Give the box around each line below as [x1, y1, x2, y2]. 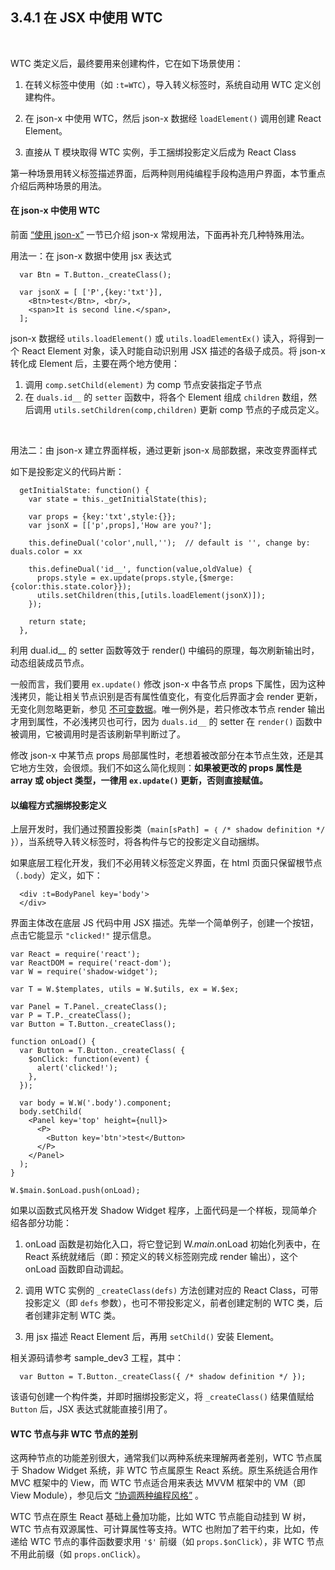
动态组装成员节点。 [10, 657, 90, 669]
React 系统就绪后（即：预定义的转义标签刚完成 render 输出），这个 [24, 1251, 298, 1263]
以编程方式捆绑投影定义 [10, 799, 107, 811]
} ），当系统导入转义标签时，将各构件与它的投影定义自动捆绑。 [10, 836, 265, 848]
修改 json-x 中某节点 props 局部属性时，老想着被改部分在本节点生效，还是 [10, 749, 315, 762]
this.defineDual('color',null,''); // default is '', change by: [28, 538, 311, 548]
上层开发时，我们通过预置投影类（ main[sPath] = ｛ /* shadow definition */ [10, 823, 326, 835]
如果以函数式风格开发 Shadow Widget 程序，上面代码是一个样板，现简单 [10, 1204, 309, 1217]
